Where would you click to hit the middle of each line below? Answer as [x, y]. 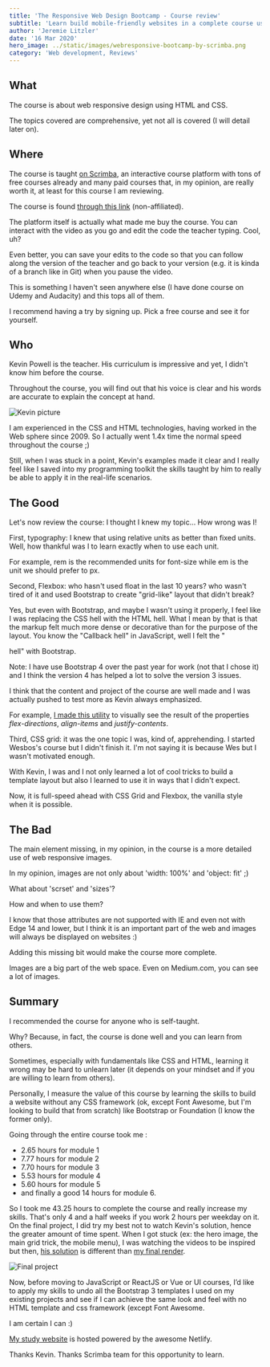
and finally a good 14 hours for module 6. [89, 1193]
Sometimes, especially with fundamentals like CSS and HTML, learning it [129, 1060]
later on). [24, 129]
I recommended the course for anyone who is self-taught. [104, 1021]
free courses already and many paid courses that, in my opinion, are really [132, 182]
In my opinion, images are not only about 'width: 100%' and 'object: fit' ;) [129, 873]
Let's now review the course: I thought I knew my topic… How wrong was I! [133, 522]
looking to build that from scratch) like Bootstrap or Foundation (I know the [132, 1110]
